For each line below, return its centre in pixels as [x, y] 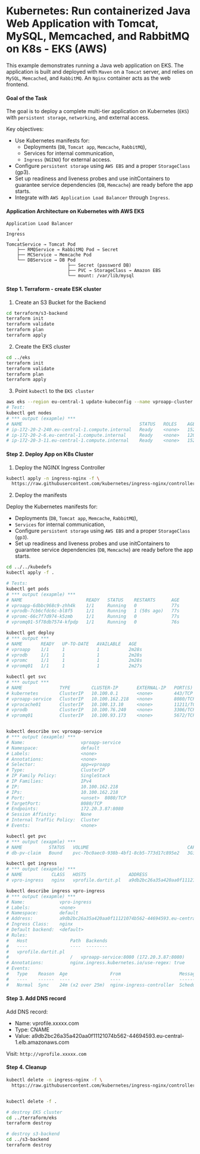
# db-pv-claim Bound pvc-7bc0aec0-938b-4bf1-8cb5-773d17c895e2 [93, 853]
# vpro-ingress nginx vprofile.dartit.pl [63, 880]
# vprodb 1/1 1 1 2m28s [74, 655]
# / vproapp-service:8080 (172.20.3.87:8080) [96, 957]
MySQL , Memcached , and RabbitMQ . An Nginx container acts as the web [88, 78]
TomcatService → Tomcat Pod [41, 245]
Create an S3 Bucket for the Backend [60, 302]
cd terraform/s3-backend [37, 313]
